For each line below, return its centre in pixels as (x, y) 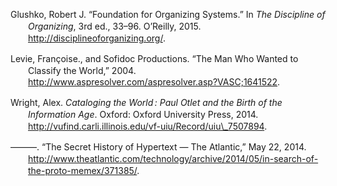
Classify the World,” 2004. (82, 70)
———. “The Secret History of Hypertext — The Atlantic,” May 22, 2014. (158, 147)
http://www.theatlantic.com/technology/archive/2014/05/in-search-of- (173, 158)
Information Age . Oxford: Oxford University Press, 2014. (143, 115)
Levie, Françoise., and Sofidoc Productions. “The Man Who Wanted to (154, 58)
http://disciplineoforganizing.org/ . (97, 38)
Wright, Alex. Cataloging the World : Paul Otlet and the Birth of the (146, 103)
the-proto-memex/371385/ (83, 170)
